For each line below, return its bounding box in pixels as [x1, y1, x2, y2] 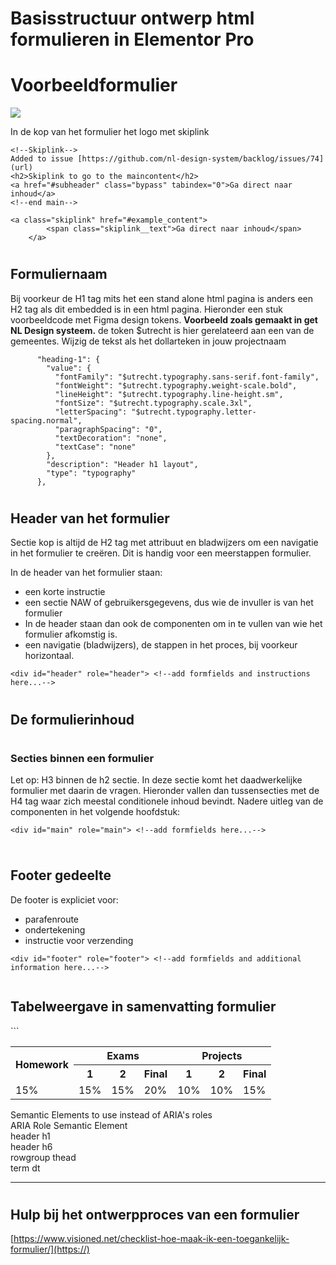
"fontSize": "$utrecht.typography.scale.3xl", [54, 398, 253, 408]
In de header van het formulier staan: [10, 567, 163, 579]
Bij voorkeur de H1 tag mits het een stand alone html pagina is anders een [10, 292, 313, 304]
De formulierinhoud [10, 711, 135, 728]
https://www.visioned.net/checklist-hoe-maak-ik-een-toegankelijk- [13, 1233, 290, 1245]
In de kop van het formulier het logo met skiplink [10, 126, 210, 138]
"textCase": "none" [54, 442, 137, 452]
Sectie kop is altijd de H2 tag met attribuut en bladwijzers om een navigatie [10, 537, 319, 549]
